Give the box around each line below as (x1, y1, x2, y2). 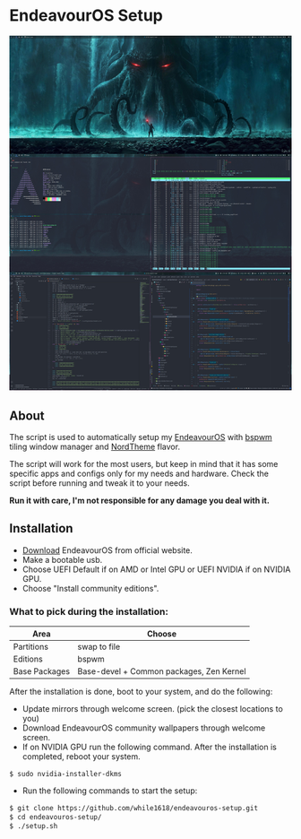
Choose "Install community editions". (21, 583, 159, 593)
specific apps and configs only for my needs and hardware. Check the (9, 468, 269, 479)
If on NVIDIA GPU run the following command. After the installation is (21, 741, 278, 752)
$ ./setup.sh (9, 821, 58, 830)
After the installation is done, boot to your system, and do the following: (9, 686, 273, 696)
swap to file (77, 641, 121, 652)
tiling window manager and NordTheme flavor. (9, 441, 181, 452)
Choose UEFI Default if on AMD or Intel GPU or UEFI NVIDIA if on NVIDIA (21, 564, 291, 575)
